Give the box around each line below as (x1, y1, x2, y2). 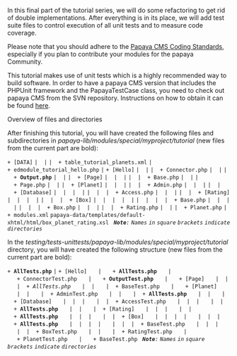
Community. (7, 57, 43, 66)
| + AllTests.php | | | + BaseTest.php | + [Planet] (16, 283, 217, 290)
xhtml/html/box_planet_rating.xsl (7, 219, 110, 226)
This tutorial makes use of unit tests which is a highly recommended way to (7, 71, 227, 79)
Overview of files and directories (7, 115, 103, 123)
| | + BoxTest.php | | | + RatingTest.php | (16, 328, 187, 335)
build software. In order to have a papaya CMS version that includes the (7, 79, 216, 87)
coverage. (7, 28, 37, 37)
